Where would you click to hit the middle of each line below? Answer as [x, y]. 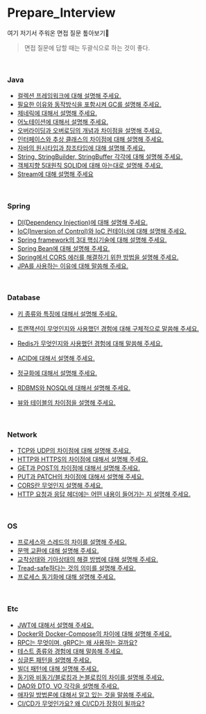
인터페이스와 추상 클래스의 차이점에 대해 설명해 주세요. [91, 139]
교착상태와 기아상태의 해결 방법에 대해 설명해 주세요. [87, 559]
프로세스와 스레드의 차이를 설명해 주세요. [72, 542]
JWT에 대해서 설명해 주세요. [55, 625]
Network [22, 435]
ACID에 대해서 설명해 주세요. [56, 358]
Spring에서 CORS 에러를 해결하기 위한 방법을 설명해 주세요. [98, 257]
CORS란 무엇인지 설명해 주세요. [60, 486]
